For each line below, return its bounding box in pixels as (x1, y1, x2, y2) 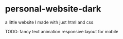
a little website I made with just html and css (5, 19, 94, 25)
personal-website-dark (5, 3, 101, 14)
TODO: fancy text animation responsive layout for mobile (5, 28, 119, 34)
